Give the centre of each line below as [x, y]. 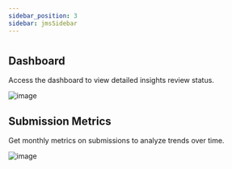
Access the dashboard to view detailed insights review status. [111, 80]
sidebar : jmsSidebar [43, 23]
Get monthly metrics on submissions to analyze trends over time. [116, 140]
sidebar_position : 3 [43, 16]
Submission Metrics [60, 121]
